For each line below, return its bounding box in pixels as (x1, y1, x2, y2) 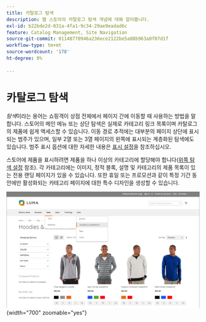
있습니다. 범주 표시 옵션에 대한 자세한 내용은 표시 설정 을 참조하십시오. (6, 143, 172, 150)
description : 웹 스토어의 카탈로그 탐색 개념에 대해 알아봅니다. (6, 16, 150, 23)
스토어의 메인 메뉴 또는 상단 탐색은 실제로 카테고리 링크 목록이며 (24, 120, 177, 127)
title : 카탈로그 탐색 (6, 10, 54, 16)
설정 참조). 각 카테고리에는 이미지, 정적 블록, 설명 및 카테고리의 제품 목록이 (12, 163, 189, 171)
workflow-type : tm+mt (6, 42, 62, 48)
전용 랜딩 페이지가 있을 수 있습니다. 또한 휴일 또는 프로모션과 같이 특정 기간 (12, 171, 191, 178)
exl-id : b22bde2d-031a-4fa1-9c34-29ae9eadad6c (6, 23, 128, 29)
